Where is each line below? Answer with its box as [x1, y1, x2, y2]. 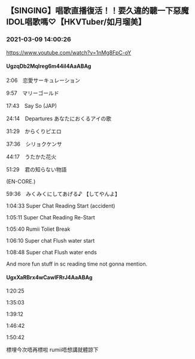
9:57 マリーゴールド [6, 89, 59, 96]
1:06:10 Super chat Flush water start [6, 237, 95, 244]
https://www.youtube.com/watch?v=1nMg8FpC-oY [6, 49, 132, 56]
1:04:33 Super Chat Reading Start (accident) [6, 202, 115, 209]
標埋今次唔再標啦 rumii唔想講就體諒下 [6, 346, 99, 354]
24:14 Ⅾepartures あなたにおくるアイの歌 [6, 114, 112, 122]
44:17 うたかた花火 [6, 153, 57, 160]
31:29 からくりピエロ [6, 128, 62, 135]
